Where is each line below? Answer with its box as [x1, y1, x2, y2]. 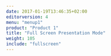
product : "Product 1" [6, 24, 59, 31]
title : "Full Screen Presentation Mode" [6, 30, 106, 36]
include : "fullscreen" [6, 41, 61, 47]
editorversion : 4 [6, 14, 48, 20]
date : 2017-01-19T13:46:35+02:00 [6, 8, 88, 15]
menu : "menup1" [6, 19, 43, 25]
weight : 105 [6, 36, 35, 41]
